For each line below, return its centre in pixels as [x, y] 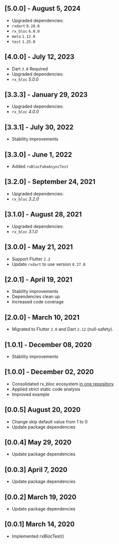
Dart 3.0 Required [30, 68]
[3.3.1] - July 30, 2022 [39, 127]
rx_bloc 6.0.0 [26, 31]
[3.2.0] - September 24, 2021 [50, 182]
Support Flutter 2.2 [31, 259]
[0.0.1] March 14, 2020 [40, 524]
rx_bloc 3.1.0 [25, 231]
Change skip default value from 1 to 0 [50, 421]
